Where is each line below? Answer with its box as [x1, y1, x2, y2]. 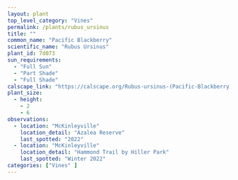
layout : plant [7, 10, 50, 18]
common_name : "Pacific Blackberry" [7, 37, 113, 44]
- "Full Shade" [13, 76, 59, 84]
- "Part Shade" [13, 69, 59, 77]
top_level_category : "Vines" [7, 17, 93, 24]
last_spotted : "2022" [20, 135, 84, 142]
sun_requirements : [7, 57, 62, 64]
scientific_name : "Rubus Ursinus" [7, 43, 110, 50]
